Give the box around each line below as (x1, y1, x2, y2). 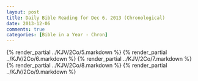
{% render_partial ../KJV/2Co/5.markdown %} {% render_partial (6, 48, 167, 56)
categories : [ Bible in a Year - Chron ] (6, 32, 108, 38)
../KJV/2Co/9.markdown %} (6, 68, 76, 75)
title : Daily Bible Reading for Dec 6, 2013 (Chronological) (6, 15, 166, 21)
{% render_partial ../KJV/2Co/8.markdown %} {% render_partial (6, 62, 167, 69)
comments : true (6, 26, 45, 33)
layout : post (6, 9, 40, 15)
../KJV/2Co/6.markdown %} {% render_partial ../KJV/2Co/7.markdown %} (6, 55, 193, 63)
